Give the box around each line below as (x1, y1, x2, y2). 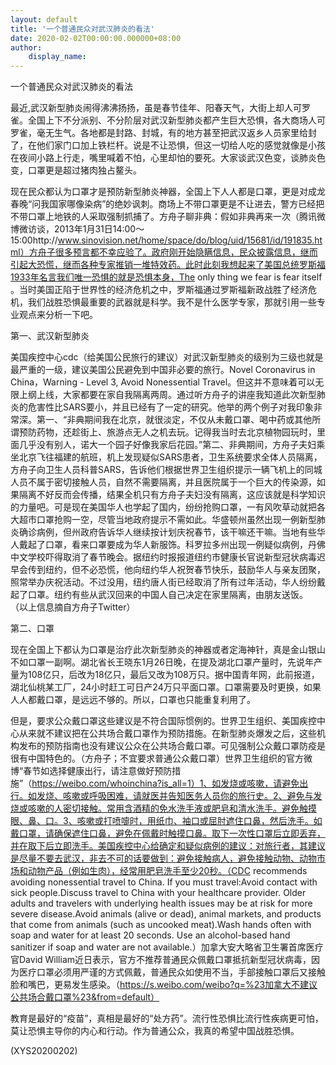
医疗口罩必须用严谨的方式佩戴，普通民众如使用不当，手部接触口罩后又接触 (18, 966, 326, 978)
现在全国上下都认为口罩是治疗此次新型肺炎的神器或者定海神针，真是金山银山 (10, 644, 326, 656)
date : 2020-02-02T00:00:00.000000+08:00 (10, 33, 182, 43)
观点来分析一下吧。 (18, 309, 98, 321)
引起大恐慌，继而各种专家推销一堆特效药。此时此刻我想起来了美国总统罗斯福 (10, 259, 326, 271)
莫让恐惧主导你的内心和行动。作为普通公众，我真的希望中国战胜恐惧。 (10, 1025, 300, 1037)
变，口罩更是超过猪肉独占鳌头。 (10, 164, 142, 176)
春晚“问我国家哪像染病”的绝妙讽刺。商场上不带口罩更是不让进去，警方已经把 (10, 198, 325, 210)
